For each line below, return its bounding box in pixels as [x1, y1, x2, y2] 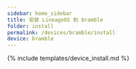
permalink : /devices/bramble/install [7, 29, 116, 36]
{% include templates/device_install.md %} [7, 54, 130, 62]
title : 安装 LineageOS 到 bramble [7, 16, 104, 23]
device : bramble [7, 36, 54, 42]
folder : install [7, 23, 54, 29]
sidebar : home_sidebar [7, 10, 72, 17]
